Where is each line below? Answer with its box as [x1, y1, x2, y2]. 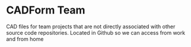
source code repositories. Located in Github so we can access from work [6, 29, 186, 36]
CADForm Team [6, 4, 85, 17]
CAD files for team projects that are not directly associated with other [6, 23, 176, 30]
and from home [6, 35, 44, 42]
